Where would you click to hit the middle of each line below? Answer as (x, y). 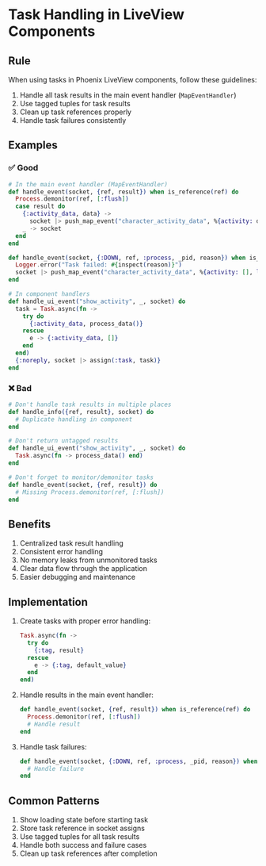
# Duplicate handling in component (74, 419)
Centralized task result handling (72, 543)
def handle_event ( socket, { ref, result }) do (83, 485)
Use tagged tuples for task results (75, 103)
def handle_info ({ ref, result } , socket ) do (81, 412)
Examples (33, 146)
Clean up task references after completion (88, 853)
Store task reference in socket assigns (82, 828)
